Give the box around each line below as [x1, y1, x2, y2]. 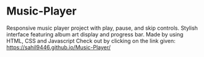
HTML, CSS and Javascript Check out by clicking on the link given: [6, 37, 176, 44]
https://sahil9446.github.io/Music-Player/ [6, 44, 111, 51]
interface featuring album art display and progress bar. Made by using [6, 30, 184, 38]
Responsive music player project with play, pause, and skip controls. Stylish [6, 24, 198, 32]
